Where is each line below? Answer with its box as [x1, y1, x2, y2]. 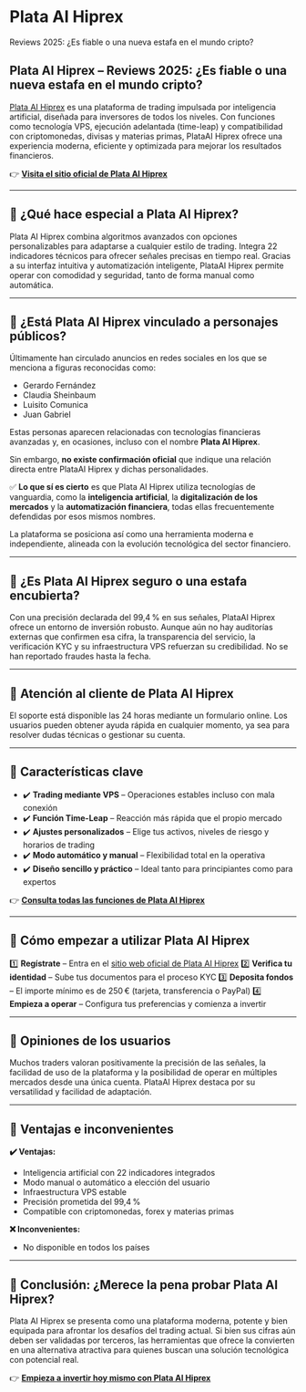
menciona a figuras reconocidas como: [9, 362, 157, 373]
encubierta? [9, 587, 80, 603]
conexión [22, 802, 58, 813]
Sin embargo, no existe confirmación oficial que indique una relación [9, 454, 271, 465]
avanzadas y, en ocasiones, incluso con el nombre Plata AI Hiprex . [9, 436, 260, 448]
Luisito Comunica [22, 400, 88, 410]
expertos [22, 876, 56, 887]
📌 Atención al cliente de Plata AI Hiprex [9, 686, 234, 701]
